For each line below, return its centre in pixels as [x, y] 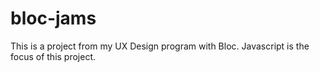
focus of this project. [53, 56]
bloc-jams [53, 18]
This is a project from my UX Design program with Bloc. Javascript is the [160, 46]
